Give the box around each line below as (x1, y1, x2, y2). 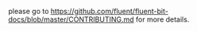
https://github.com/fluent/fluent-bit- (50, 7, 168, 15)
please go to (8, 7, 49, 15)
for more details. (135, 15, 190, 24)
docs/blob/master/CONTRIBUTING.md (8, 15, 134, 24)
